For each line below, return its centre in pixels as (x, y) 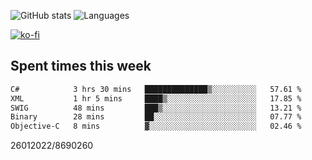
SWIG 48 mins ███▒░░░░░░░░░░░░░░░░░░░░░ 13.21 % (156, 108)
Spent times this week (81, 66)
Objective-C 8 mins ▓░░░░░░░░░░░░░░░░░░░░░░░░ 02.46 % (156, 126)
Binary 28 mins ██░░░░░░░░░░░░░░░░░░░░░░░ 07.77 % (156, 117)
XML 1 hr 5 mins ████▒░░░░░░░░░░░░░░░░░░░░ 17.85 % (156, 98)
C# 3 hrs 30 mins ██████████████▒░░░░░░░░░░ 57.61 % (156, 89)
